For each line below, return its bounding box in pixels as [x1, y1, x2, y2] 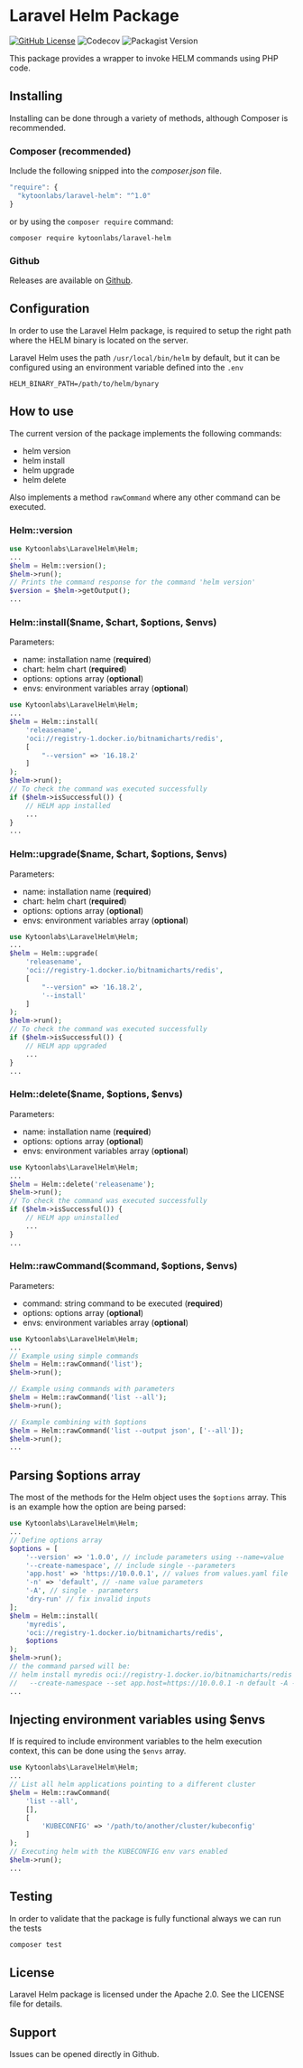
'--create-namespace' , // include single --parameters [25, 1561, 236, 1570]
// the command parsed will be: [9, 1662, 131, 1671]
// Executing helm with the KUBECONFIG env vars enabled [9, 1847, 228, 1856]
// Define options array [9, 1536, 103, 1545]
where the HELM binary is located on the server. [9, 334, 189, 345]
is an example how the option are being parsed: [9, 1501, 187, 1512]
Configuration [9, 301, 90, 316]
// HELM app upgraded [25, 1041, 106, 1050]
